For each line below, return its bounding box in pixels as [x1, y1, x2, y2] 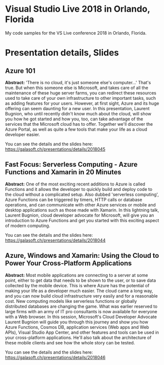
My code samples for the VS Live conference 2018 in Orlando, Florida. [5, 30, 147, 36]
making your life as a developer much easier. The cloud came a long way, [5, 288, 153, 294]
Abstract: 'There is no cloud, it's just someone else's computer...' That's [5, 79, 151, 85]
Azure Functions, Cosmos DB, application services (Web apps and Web [5, 324, 149, 330]
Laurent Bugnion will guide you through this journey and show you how [5, 319, 148, 325]
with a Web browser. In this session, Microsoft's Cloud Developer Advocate [5, 314, 157, 319]
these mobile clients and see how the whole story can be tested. [5, 340, 135, 345]
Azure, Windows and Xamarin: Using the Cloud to [5, 251, 159, 260]
